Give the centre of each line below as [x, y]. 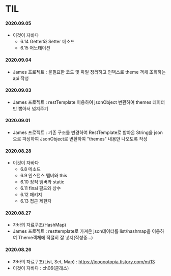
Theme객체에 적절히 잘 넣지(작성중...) [55, 238]
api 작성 [21, 78]
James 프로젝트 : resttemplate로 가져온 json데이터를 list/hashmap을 [82, 231]
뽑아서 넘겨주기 [33, 108]
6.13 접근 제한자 [36, 201]
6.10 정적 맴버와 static [42, 182]
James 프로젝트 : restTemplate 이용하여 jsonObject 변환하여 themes [82, 102]
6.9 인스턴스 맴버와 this [44, 176]
